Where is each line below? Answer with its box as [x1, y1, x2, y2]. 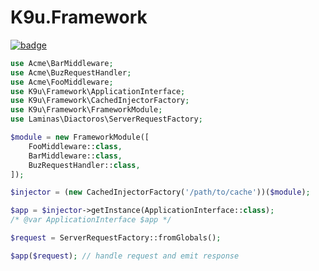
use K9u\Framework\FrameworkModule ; [10, 105, 163, 115]
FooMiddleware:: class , [28, 141, 123, 151]
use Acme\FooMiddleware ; [10, 77, 114, 87]
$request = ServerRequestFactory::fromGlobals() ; [10, 233, 222, 243]
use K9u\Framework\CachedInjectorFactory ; [10, 96, 190, 106]
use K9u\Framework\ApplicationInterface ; [10, 86, 186, 96]
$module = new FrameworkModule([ [10, 132, 150, 143]
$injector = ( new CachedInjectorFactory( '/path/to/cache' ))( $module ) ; [10, 187, 311, 198]
